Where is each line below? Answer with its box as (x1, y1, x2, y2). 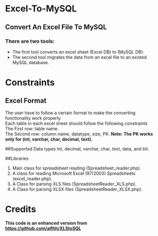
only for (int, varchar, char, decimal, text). (5, 136, 93, 142)
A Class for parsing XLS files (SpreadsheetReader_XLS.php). (12, 181, 137, 187)
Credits (5, 204, 36, 215)
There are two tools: (5, 38, 55, 45)
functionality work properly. (5, 115, 62, 121)
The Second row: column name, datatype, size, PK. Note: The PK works (5, 131, 153, 137)
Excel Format (5, 96, 47, 105)
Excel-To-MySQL (5, 3, 77, 14)
